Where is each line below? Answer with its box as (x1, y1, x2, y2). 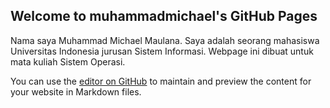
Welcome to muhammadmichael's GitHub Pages (10, 8, 318, 25)
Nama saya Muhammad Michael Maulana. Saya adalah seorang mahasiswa (10, 34, 320, 46)
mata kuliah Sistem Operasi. (10, 55, 126, 68)
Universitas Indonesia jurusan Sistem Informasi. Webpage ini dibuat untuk (10, 45, 314, 57)
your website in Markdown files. (10, 85, 142, 98)
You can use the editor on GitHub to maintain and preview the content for (10, 75, 312, 87)
